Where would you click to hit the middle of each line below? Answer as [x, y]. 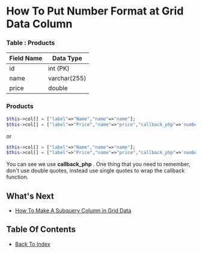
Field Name [26, 59]
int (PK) [59, 69]
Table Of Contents [41, 230]
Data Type [67, 59]
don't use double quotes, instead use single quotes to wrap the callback [96, 171]
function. [17, 177]
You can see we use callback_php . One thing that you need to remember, [98, 164]
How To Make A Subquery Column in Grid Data [73, 211]
